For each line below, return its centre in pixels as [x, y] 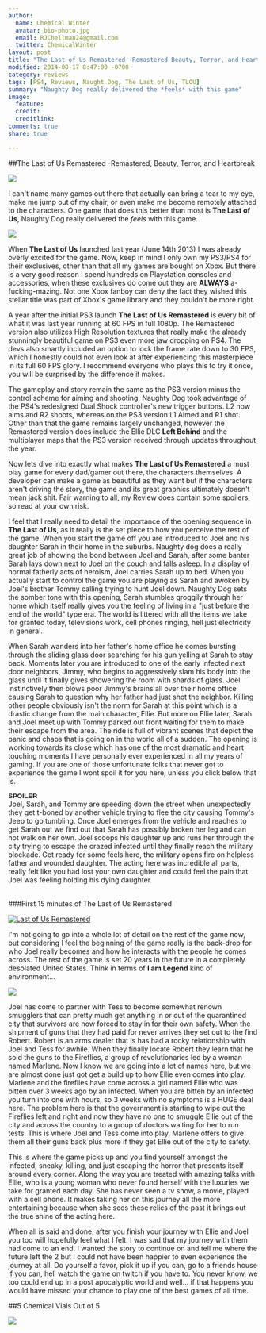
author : [21, 15]
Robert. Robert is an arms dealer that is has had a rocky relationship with [127, 1040]
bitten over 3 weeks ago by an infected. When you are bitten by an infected [131, 1091]
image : [19, 97]
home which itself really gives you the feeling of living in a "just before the [129, 605]
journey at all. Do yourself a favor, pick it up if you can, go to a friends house [133, 1265]
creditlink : [35, 119]
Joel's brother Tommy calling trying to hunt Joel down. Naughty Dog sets [128, 589]
